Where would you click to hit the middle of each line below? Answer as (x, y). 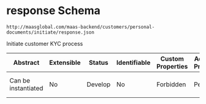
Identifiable (133, 62)
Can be (20, 80)
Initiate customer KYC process (45, 43)
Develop (99, 84)
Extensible (65, 62)
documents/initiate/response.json (51, 32)
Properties (172, 66)
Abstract (26, 62)
